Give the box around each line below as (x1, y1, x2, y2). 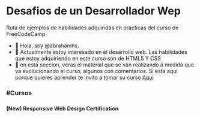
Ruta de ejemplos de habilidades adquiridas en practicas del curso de (6, 24, 179, 31)
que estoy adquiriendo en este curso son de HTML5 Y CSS (14, 55, 161, 62)
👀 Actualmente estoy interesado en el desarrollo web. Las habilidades (14, 48, 187, 55)
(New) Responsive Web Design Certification (6, 105, 119, 112)
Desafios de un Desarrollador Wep (6, 4, 181, 18)
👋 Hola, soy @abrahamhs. (14, 42, 79, 49)
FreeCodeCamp (6, 30, 46, 37)
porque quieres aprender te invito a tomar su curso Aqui (14, 74, 154, 81)
